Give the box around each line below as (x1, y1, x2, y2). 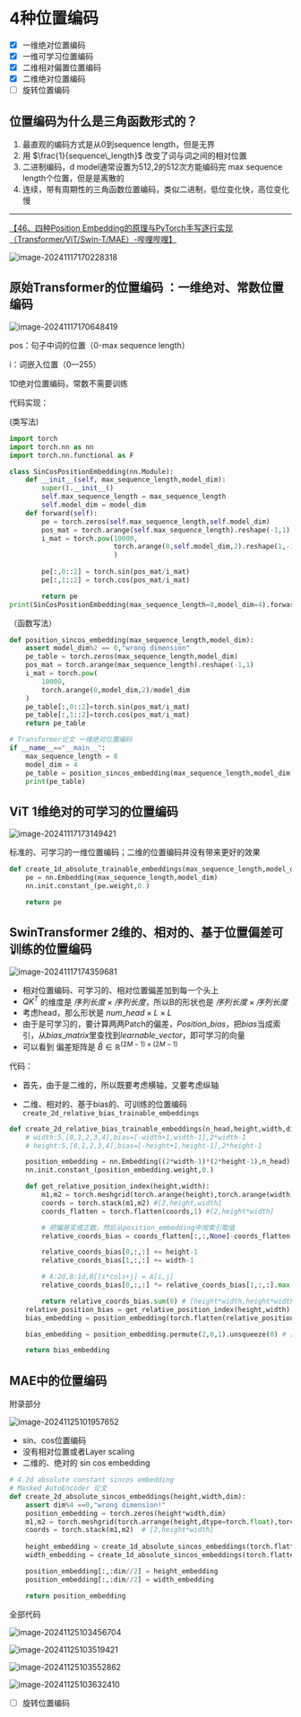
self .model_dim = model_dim (41, 500, 146, 509)
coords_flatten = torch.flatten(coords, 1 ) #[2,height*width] (41, 1207, 275, 1216)
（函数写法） (9, 617, 56, 629)
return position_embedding (25, 1591, 126, 1600)
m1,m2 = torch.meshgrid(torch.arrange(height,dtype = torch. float (25, 1517, 271, 1527)
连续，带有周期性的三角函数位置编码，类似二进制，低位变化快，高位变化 (21, 184, 289, 195)
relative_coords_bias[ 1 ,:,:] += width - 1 (41, 1256, 194, 1265)
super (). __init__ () (41, 484, 115, 493)
